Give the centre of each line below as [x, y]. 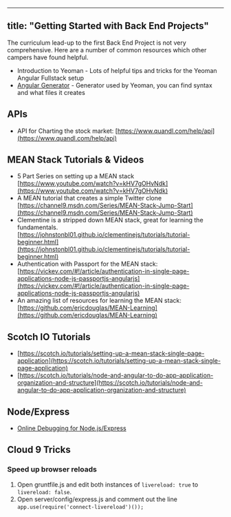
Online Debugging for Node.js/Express [71, 428]
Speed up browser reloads [52, 469]
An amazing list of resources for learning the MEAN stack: [99, 301]
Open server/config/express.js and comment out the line [97, 499]
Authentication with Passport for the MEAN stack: [87, 264]
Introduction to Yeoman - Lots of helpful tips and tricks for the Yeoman [117, 70]
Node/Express [38, 411]
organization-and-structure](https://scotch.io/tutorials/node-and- [110, 383]
